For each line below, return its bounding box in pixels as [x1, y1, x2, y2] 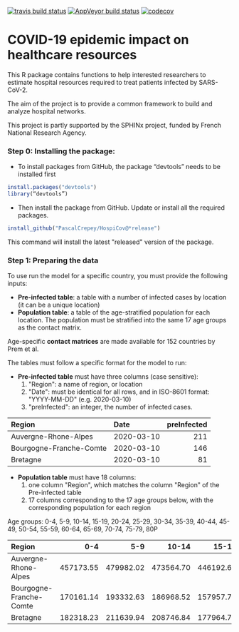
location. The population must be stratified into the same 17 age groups [17, 316, 227, 325]
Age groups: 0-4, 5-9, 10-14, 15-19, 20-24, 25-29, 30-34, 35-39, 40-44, [7, 517, 218, 526]
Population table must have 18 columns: [17, 473, 137, 481]
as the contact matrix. [17, 323, 82, 332]
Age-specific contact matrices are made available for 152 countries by [7, 337, 216, 346]
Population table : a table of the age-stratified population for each [17, 308, 211, 317]
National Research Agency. [7, 128, 87, 137]
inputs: [7, 279, 28, 288]
